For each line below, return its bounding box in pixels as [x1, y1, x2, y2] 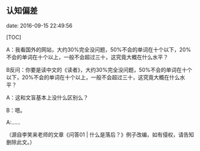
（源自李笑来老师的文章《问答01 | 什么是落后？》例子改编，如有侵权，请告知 [6, 131, 195, 138]
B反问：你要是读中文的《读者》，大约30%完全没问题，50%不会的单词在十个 [6, 66, 193, 73]
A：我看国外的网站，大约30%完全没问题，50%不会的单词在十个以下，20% [6, 46, 191, 53]
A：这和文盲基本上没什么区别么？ [6, 93, 88, 101]
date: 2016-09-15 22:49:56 [6, 22, 73, 29]
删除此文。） [6, 138, 35, 146]
